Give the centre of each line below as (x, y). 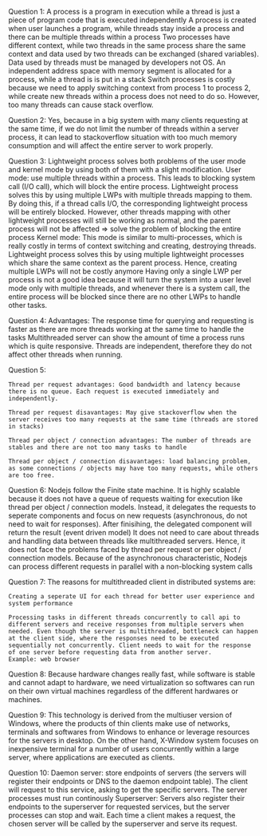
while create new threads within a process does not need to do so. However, (134, 96)
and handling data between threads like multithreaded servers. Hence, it (127, 541)
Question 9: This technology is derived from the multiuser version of (120, 715)
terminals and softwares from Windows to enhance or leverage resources (129, 732)
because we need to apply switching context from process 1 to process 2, (130, 88)
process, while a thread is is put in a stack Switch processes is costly (122, 79)
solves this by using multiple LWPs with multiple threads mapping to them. (130, 195)
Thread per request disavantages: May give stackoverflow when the (123, 412)
